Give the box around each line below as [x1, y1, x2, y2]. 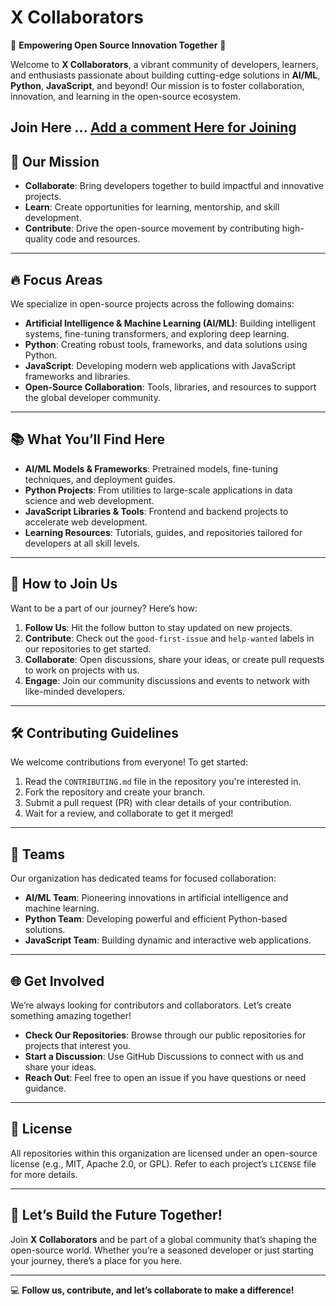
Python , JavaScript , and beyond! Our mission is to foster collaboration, [10, 79, 305, 91]
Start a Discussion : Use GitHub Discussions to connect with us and [24, 1051, 304, 1063]
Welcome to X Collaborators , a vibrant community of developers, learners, [10, 58, 319, 70]
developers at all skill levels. [24, 537, 141, 549]
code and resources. [54, 233, 141, 245]
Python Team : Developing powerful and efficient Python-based [24, 913, 288, 925]
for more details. [10, 1168, 78, 1180]
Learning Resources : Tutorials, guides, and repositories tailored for [24, 526, 303, 538]
